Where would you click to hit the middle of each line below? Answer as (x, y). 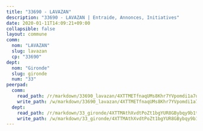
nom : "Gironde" (31, 68)
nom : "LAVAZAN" (31, 46)
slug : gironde (29, 74)
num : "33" (24, 79)
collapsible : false (31, 29)
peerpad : (17, 85)
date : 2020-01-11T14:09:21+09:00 (48, 23)
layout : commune (27, 34)
